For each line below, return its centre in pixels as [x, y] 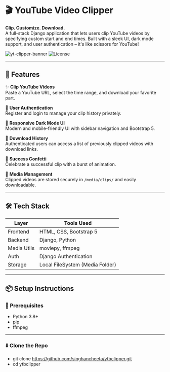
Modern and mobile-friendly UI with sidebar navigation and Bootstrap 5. [80, 128]
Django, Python [58, 240]
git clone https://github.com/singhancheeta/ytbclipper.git [72, 358]
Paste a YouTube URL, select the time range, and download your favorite [81, 92]
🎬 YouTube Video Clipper [59, 10]
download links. [22, 149]
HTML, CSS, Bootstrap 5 [69, 231]
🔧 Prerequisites [25, 306]
